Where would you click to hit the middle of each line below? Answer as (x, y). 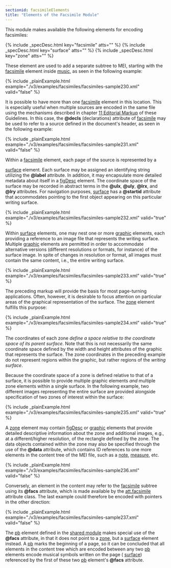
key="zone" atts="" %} (30, 56)
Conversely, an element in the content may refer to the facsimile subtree (81, 486)
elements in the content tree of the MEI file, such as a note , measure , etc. (82, 455)
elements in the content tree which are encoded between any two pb (78, 549)
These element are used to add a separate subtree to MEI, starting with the (84, 66)
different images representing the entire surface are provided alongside (80, 391)
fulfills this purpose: (26, 307)
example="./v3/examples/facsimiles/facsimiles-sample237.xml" (72, 517)
